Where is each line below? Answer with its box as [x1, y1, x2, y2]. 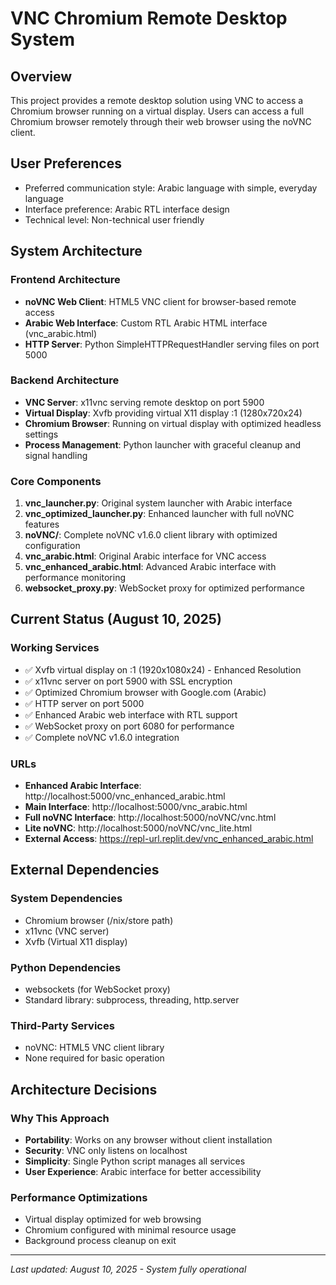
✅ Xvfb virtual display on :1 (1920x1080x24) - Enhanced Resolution [24, 663, 302, 676]
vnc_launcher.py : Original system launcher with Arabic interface [24, 497, 293, 509]
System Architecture [10, 243, 143, 260]
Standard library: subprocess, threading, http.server [24, 994, 240, 1006]
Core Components [10, 474, 102, 488]
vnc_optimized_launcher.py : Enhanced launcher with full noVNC [24, 508, 295, 520]
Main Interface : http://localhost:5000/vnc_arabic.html [24, 801, 248, 813]
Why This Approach [10, 1111, 110, 1125]
